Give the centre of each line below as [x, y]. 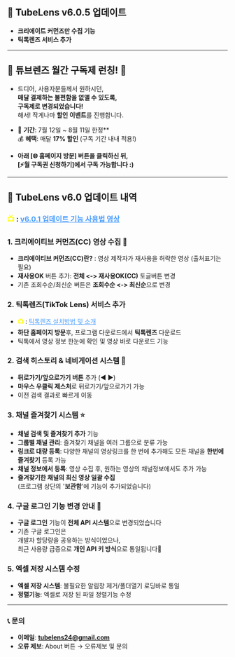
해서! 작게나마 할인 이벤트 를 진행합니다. [70, 115]
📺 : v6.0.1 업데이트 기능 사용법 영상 [64, 219]
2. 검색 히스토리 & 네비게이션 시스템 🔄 [66, 361]
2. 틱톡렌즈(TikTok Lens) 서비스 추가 [66, 305]
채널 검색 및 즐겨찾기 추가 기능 [58, 434]
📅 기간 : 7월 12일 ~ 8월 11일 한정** [63, 130]
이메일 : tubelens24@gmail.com [64, 637]
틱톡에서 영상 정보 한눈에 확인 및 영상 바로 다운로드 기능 [93, 341]
